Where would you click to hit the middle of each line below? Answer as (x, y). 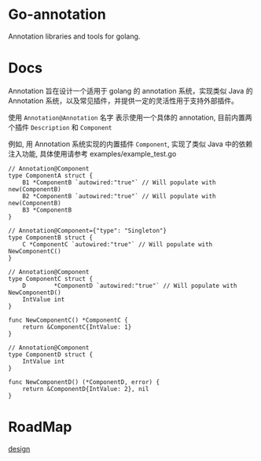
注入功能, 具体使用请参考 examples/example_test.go (92, 153)
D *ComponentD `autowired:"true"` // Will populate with (130, 286)
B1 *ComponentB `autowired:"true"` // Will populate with (119, 183)
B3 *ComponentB (47, 210)
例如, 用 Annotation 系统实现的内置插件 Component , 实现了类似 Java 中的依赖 (130, 144)
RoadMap (40, 427)
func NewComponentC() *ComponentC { (68, 320)
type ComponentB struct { (50, 238)
